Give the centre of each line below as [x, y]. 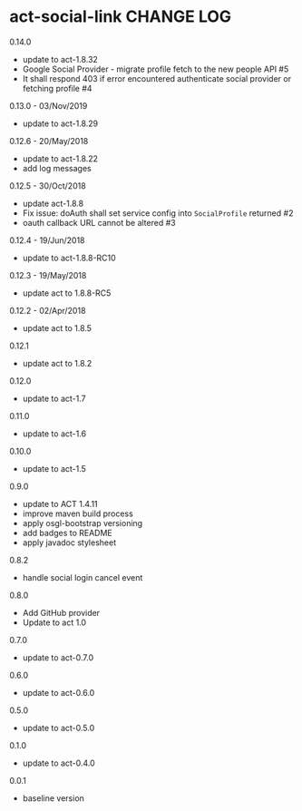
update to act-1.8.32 [60, 59]
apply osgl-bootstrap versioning [83, 523]
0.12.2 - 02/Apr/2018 [48, 310]
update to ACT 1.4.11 [60, 503]
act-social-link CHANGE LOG [121, 17]
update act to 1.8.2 [57, 363]
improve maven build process [78, 513]
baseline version [53, 798]
